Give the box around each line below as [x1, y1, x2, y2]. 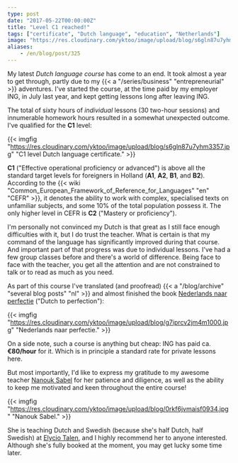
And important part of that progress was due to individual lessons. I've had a [7, 245, 231, 254]
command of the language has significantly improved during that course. [7, 237, 220, 246]
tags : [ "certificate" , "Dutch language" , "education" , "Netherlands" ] [7, 30, 220, 38]
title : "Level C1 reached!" [7, 23, 91, 31]
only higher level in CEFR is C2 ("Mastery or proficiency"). [7, 209, 177, 217]
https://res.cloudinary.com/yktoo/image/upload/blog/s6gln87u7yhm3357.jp [10, 142, 230, 151]
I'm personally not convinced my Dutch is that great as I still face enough [7, 222, 220, 231]
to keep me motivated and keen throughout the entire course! [7, 383, 186, 391]
